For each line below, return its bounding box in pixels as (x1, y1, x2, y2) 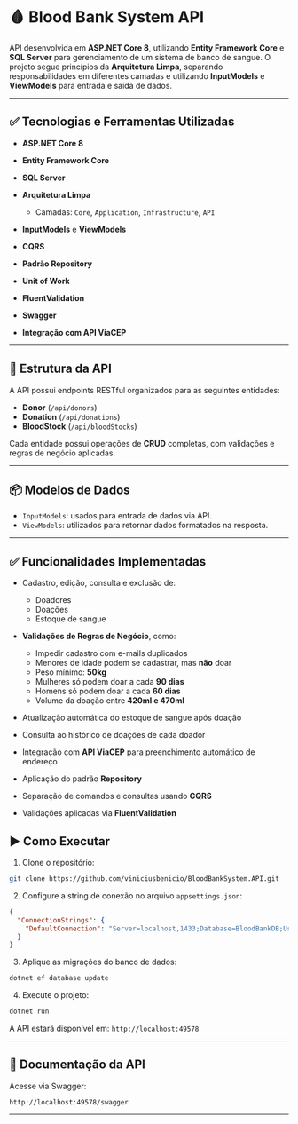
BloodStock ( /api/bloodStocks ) (21, 421, 137, 431)
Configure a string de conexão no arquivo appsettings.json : (21, 890, 242, 901)
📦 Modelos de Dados (9, 482, 130, 497)
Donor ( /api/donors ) (21, 401, 98, 413)
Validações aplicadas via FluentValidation (21, 808, 177, 819)
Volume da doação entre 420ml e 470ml (35, 695, 184, 706)
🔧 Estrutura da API (9, 361, 113, 376)
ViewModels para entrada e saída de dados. (9, 80, 173, 91)
